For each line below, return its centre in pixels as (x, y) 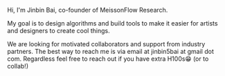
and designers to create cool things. (58, 31)
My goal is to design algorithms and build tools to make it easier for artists (112, 23)
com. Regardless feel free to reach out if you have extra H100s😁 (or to (108, 59)
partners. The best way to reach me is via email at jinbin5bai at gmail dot (111, 51)
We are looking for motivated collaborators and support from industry (106, 44)
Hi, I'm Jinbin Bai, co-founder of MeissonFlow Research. (88, 10)
